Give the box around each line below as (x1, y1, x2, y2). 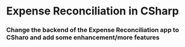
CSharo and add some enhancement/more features (6, 33, 160, 42)
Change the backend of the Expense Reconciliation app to (6, 26, 180, 34)
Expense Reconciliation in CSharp (6, 4, 180, 18)
